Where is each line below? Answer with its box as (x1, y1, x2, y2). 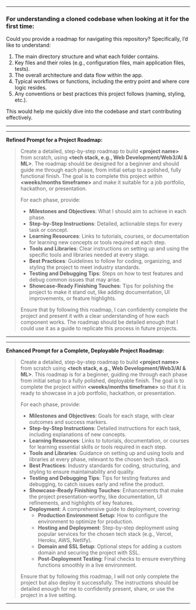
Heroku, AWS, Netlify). (37, 537, 92, 544)
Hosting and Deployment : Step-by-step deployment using (37, 525, 179, 532)
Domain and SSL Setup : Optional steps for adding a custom (37, 543, 182, 550)
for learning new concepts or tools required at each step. (29, 239, 166, 246)
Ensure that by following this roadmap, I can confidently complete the (20, 306, 188, 313)
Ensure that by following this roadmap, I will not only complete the (20, 573, 179, 580)
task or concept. (29, 227, 69, 234)
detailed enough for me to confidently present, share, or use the (20, 585, 175, 592)
